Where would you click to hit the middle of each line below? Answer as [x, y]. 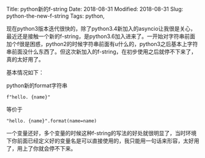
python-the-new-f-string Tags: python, [56, 16]
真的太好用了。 [25, 59]
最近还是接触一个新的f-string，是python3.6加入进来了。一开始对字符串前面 [101, 36]
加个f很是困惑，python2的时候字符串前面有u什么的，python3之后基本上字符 [102, 44]
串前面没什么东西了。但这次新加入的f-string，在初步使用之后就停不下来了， [102, 52]
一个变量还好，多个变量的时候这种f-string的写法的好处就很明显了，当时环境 [102, 133]
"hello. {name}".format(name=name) [52, 121]
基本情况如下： [25, 72]
